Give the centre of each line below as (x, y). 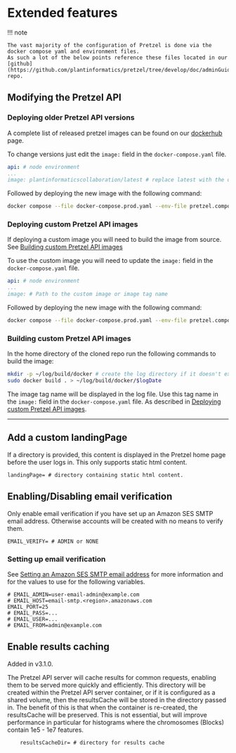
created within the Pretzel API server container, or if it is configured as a (111, 692)
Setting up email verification (57, 559)
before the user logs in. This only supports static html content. (97, 462)
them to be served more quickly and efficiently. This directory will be (106, 685)
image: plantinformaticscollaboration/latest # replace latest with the (116, 180)
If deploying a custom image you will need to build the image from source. (114, 240)
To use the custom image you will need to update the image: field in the (110, 261)
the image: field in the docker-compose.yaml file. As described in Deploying (114, 401)
